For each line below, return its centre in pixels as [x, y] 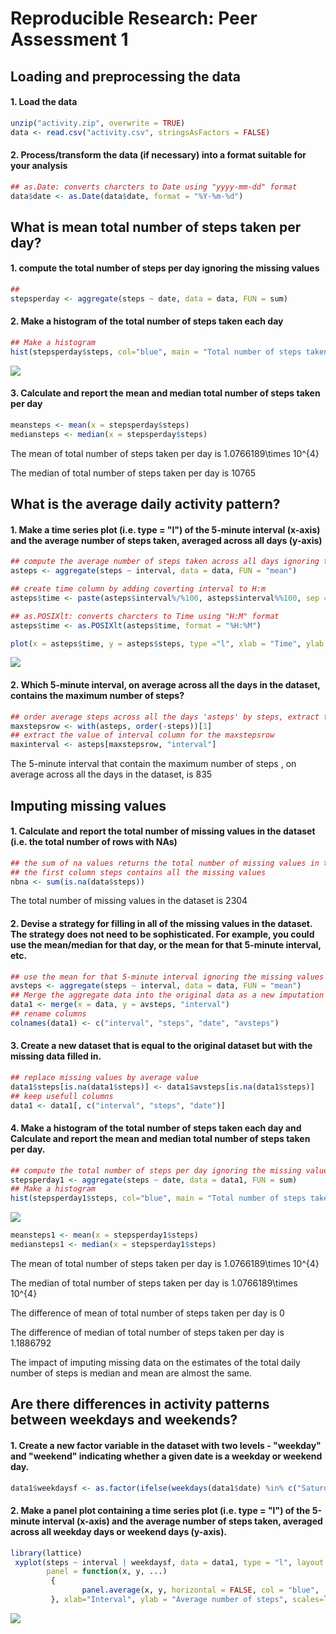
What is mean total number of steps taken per [156, 227]
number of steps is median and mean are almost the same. [131, 1373]
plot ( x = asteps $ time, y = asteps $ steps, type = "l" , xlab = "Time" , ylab [167, 643]
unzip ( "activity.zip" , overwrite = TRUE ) [98, 123]
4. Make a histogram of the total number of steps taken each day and [156, 1128]
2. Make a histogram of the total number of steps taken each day [147, 321]
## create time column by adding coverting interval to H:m [138, 589]
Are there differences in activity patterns [140, 1404]
